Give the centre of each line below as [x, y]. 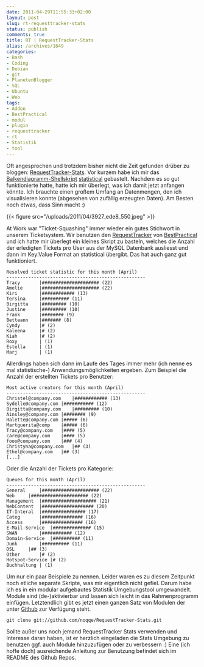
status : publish [27, 29]
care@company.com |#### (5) [46, 436]
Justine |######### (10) [43, 309]
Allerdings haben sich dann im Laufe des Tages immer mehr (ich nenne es [99, 363]
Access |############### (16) [51, 522]
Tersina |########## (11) [45, 299]
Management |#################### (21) [58, 501]
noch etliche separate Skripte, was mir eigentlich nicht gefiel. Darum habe [99, 583]
